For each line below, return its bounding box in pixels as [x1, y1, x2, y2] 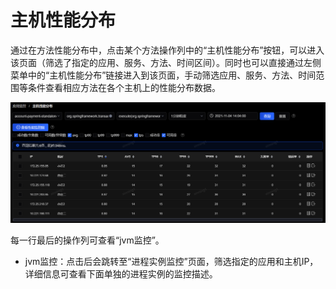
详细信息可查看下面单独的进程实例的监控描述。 [24, 268, 218, 280]
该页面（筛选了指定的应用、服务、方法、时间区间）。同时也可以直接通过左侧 [10, 56, 322, 68]
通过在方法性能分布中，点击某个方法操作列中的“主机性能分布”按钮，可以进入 [10, 44, 325, 56]
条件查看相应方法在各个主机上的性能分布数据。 [27, 81, 221, 93]
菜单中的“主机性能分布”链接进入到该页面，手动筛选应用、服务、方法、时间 [10, 69, 317, 81]
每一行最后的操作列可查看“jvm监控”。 [10, 234, 165, 246]
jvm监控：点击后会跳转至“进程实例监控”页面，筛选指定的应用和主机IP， [24, 256, 319, 268]
